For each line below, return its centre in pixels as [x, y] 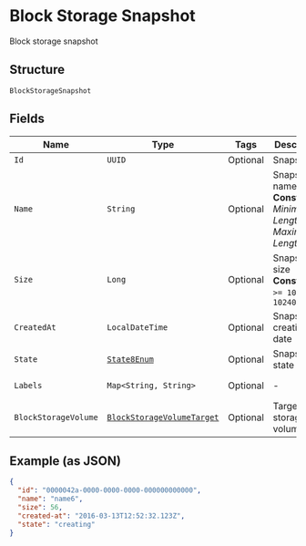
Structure [37, 70]
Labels [28, 385]
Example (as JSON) [65, 461]
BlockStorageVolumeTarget [163, 417]
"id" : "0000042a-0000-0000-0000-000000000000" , [110, 490]
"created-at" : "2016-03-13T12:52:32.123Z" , [101, 516]
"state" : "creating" [56, 524]
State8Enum [131, 359]
